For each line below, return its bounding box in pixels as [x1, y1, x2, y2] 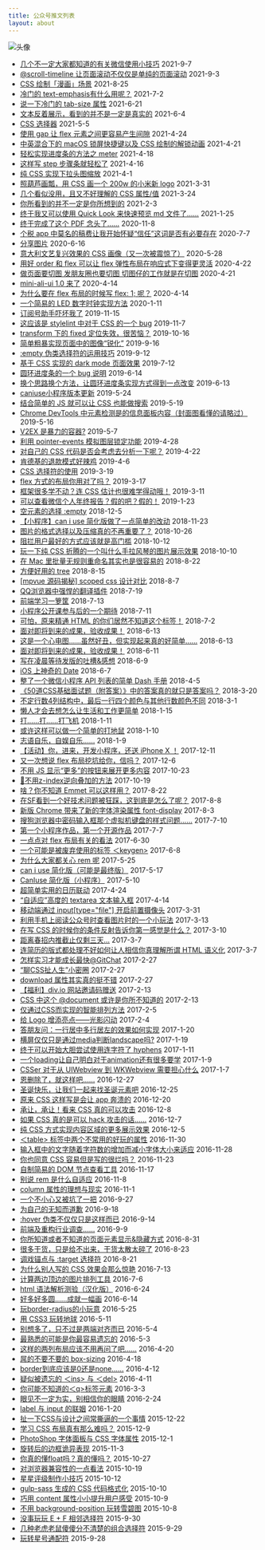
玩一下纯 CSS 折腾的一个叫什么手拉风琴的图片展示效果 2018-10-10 [19, 546, 237, 555]
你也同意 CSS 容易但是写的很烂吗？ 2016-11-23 [19, 1154, 174, 1164]
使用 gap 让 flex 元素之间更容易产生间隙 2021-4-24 [19, 128, 187, 138]
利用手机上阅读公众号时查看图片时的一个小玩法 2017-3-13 [19, 915, 209, 925]
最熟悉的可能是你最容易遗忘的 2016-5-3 [19, 1334, 151, 1343]
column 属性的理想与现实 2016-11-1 [19, 1184, 135, 1193]
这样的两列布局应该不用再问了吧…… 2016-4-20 [19, 1343, 174, 1353]
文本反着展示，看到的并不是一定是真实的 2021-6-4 [19, 108, 185, 118]
